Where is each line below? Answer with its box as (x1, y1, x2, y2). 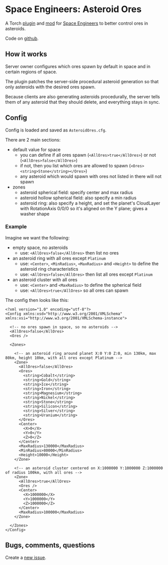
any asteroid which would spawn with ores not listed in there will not (20, 173, 162, 179)
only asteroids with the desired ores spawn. (5, 84, 96, 90)
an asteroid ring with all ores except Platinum (12, 255, 106, 261)
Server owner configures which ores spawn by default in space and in (5, 63, 151, 69)
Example (5, 223, 27, 230)
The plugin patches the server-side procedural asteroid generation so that (5, 78, 159, 84)
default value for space (12, 146, 61, 152)
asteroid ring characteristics (20, 266, 78, 272)
